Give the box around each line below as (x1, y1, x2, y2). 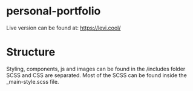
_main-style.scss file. (6, 78, 59, 85)
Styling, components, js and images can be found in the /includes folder (6, 65, 186, 72)
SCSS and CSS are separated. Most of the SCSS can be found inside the (6, 71, 188, 79)
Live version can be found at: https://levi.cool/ (6, 24, 121, 31)
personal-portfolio (6, 4, 101, 18)
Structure (6, 45, 56, 59)
